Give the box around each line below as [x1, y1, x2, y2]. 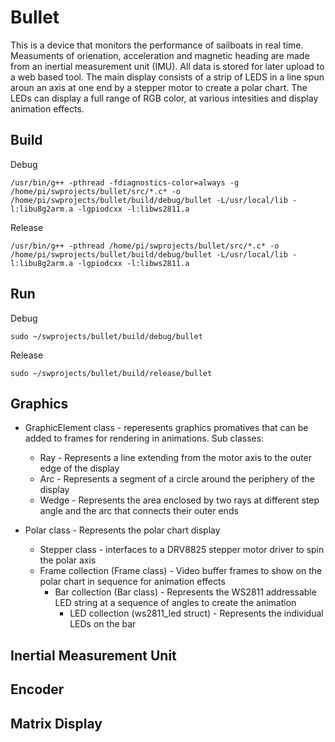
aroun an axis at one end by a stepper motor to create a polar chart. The [10, 81, 308, 93]
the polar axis [39, 554, 97, 566]
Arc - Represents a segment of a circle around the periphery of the [39, 473, 316, 485]
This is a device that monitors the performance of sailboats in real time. [10, 39, 304, 51]
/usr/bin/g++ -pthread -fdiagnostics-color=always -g [10, 177, 240, 188]
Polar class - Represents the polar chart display [24, 524, 221, 536]
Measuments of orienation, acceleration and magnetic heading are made [10, 49, 310, 61]
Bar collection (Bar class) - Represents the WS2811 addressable [54, 586, 317, 598]
